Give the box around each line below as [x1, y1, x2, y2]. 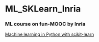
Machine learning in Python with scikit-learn [5, 31, 94, 37]
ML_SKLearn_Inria [5, 3, 81, 14]
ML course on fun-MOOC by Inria [5, 21, 86, 28]
